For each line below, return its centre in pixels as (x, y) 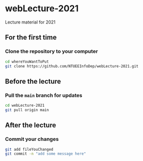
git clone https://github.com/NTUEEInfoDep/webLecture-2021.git (72, 66)
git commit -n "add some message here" (46, 154)
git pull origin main (27, 110)
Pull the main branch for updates (44, 95)
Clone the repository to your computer (52, 51)
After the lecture (31, 125)
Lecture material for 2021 (30, 22)
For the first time (31, 37)
